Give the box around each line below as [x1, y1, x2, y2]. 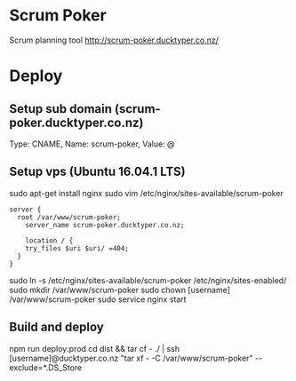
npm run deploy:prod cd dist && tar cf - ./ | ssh [9, 343, 180, 353]
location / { [25, 236, 74, 245]
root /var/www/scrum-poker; [17, 212, 122, 222]
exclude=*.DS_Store [9, 361, 83, 373]
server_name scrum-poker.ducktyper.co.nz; [25, 220, 185, 229]
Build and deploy [9, 320, 104, 335]
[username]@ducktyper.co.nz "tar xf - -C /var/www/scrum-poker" [9, 353, 253, 363]
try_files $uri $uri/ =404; [25, 243, 129, 253]
